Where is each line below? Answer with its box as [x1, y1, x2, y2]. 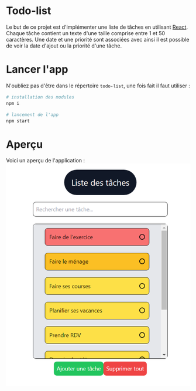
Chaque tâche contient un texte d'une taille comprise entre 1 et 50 [6, 29, 166, 36]
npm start [6, 118, 30, 124]
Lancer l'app [6, 63, 68, 76]
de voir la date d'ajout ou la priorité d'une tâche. [6, 42, 122, 49]
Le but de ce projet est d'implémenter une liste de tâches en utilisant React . [6, 23, 188, 30]
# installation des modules [6, 94, 75, 100]
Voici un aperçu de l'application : [6, 157, 85, 164]
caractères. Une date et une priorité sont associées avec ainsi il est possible [6, 36, 190, 43]
